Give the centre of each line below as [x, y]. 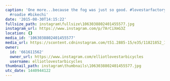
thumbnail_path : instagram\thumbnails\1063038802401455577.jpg [73, 66]
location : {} [19, 33]
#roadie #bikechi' [29, 15]
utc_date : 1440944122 [28, 71]
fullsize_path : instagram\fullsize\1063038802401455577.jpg [70, 24]
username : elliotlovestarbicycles [46, 61]
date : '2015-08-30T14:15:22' [36, 19]
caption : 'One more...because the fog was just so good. [67, 10]
